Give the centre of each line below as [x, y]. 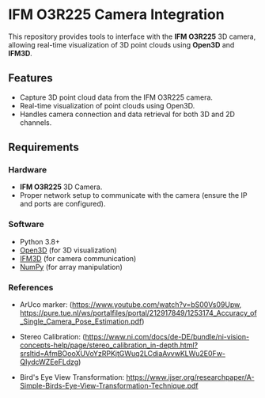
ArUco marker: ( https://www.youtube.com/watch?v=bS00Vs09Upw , [131, 305]
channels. [36, 122]
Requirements [44, 148]
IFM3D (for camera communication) [78, 258]
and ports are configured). [62, 204]
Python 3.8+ [40, 241]
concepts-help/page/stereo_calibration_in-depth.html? [109, 345]
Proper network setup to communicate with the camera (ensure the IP [133, 195]
